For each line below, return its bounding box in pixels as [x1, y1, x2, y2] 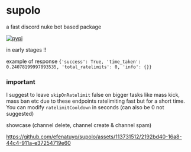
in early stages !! [6, 46, 47, 53]
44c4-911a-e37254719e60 [6, 140, 71, 147]
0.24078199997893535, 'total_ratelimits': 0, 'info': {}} [6, 64, 152, 70]
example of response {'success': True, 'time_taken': [6, 58, 141, 65]
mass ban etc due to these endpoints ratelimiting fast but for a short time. [6, 97, 185, 104]
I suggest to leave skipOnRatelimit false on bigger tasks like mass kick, [6, 91, 180, 99]
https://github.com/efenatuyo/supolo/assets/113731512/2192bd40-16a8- [6, 133, 182, 140]
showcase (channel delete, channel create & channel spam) [6, 122, 152, 129]
